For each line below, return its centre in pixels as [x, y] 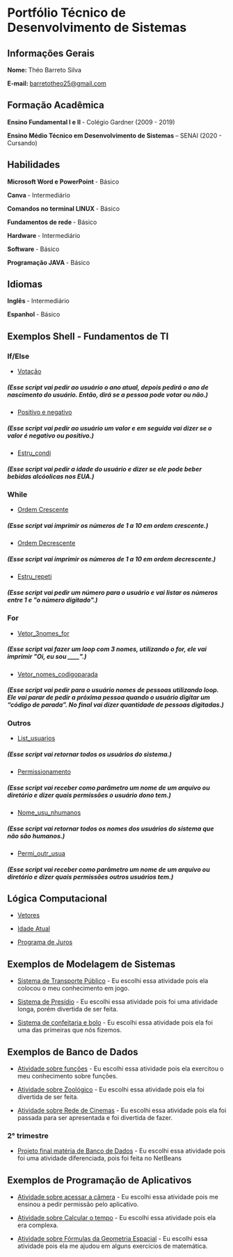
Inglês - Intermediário [38, 301]
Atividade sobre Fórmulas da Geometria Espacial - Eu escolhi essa [112, 1239]
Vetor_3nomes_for [43, 633]
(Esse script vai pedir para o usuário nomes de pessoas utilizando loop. [113, 690]
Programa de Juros [45, 942]
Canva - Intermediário [39, 195]
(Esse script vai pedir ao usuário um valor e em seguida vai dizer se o [110, 428]
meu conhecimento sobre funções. [67, 1075]
